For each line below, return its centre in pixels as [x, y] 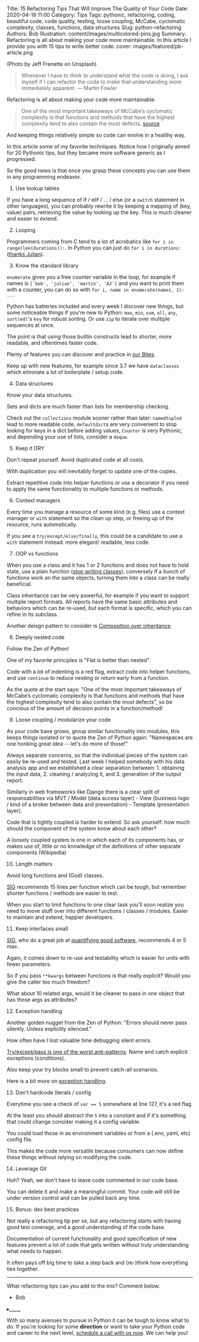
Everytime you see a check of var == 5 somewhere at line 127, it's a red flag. [100, 1104]
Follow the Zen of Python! [38, 649]
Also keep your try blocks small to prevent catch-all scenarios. [83, 1070]
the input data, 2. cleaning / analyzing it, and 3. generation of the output [94, 774]
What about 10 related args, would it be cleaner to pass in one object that [96, 993]
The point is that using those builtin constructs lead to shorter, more [89, 336]
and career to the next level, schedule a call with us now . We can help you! [97, 1333]
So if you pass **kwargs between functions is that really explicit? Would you [99, 975]
